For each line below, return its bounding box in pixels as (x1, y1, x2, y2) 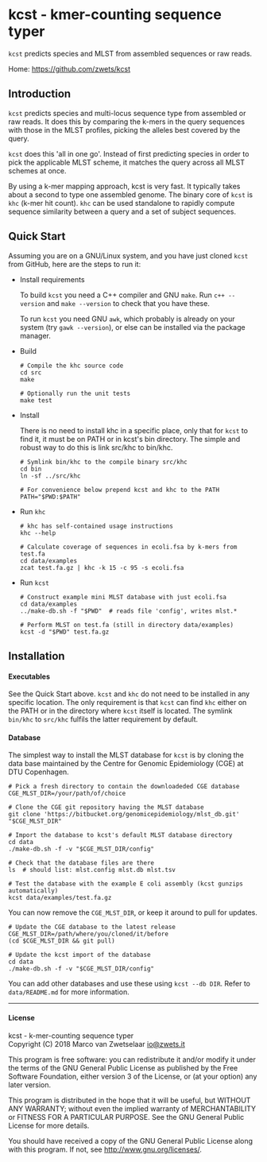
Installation (8, 649, 65, 663)
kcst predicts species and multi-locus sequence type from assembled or (8, 108, 246, 118)
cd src (19, 368, 42, 377)
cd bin (19, 465, 42, 473)
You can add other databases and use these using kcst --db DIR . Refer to (8, 979, 250, 989)
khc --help (19, 529, 56, 537)
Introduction (8, 87, 72, 101)
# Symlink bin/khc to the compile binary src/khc (19, 458, 188, 466)
